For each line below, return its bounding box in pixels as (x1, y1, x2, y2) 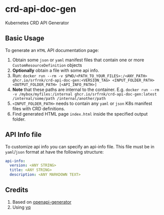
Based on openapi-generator (12, 199, 72, 205)
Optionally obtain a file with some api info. (12, 67, 100, 73)
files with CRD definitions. (12, 105, 65, 112)
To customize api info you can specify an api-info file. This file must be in (5, 143, 155, 149)
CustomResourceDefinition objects (12, 62, 82, 68)
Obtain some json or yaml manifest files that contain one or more (12, 57, 145, 63)
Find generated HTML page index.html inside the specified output (12, 111, 148, 117)
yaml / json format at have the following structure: (5, 149, 104, 155)
